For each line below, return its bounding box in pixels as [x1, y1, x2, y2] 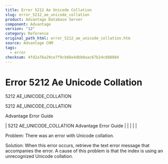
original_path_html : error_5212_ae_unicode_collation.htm [5, 36, 130, 41]
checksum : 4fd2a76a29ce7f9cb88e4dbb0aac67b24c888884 [5, 54, 119, 60]
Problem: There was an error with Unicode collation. [5, 133, 114, 139]
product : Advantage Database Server [5, 17, 83, 22]
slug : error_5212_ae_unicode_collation [5, 12, 90, 17]
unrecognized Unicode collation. [5, 153, 74, 159]
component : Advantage [5, 21, 51, 27]
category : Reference [5, 31, 49, 36]
